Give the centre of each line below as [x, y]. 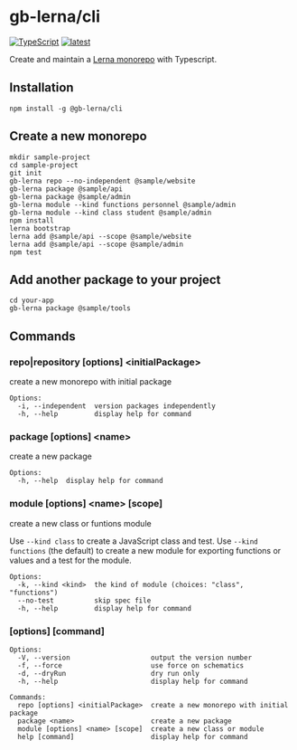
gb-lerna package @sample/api [66, 189]
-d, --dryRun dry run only [109, 673]
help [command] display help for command [133, 736]
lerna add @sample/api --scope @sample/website [101, 236]
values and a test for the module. [71, 560]
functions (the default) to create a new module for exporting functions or [145, 550]
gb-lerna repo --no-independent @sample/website [102, 181]
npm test [26, 252]
